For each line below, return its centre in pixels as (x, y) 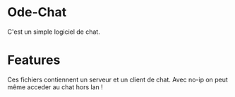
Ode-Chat (37, 12)
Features (34, 60)
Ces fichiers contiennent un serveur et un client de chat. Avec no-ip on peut (117, 79)
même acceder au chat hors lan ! (55, 87)
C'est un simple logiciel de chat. (54, 32)
